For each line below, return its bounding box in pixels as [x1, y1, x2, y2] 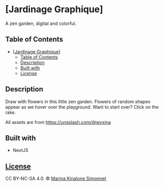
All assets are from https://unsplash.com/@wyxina [5, 119, 111, 125]
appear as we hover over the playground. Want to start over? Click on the [5, 104, 159, 110]
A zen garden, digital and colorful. [5, 20, 76, 26]
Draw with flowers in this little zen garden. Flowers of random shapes [5, 98, 151, 105]
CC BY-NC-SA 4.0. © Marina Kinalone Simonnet [5, 175, 106, 181]
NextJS [12, 147, 29, 153]
